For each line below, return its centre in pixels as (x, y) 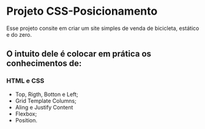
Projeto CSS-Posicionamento (82, 11)
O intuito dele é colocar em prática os (79, 54)
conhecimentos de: (44, 63)
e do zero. (19, 34)
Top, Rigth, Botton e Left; (47, 94)
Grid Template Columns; (46, 101)
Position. (26, 120)
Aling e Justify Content (44, 107)
